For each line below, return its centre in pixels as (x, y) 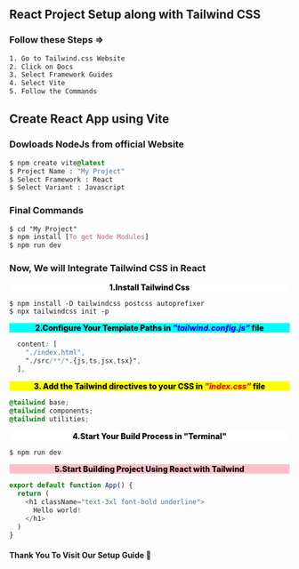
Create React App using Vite (89, 119)
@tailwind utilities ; (49, 419)
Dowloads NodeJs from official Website (97, 144)
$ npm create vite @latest (57, 163)
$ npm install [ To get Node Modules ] (79, 237)
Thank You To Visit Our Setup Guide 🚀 (80, 556)
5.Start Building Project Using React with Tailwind (149, 469)
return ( (33, 494)
